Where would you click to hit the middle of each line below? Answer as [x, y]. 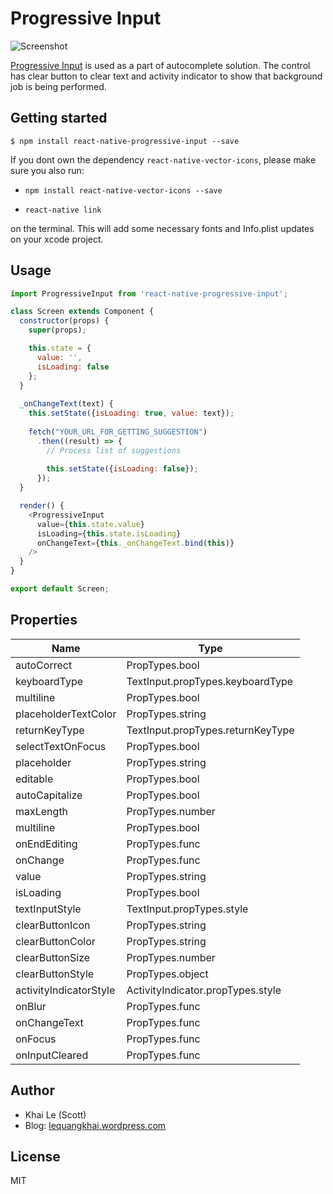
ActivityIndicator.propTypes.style [204, 990]
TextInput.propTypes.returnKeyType [210, 730]
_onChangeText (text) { [66, 404]
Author [32, 1090]
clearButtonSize [53, 957]
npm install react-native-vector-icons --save [123, 190]
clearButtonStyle [55, 974]
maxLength [42, 811]
